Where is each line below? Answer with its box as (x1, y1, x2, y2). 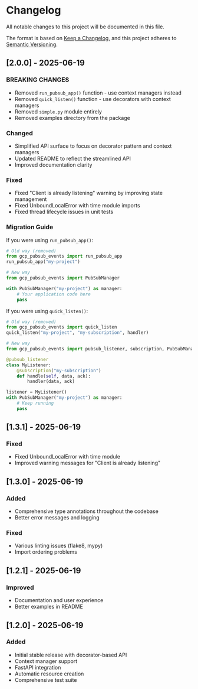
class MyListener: (6, 362, 51, 368)
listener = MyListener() (6, 389, 67, 395)
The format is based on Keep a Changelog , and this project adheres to (6, 34, 177, 41)
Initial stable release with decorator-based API (14, 651, 127, 658)
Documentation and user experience (14, 597, 104, 604)
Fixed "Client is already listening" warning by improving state (14, 190, 163, 197)
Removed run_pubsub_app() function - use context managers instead (14, 89, 181, 96)
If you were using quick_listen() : (6, 307, 88, 314)
